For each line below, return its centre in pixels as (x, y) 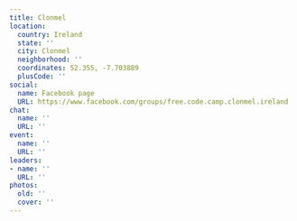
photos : (24, 186)
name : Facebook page (56, 93)
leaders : (26, 160)
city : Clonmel (44, 51)
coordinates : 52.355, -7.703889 (79, 69)
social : (24, 85)
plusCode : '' (42, 77)
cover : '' (36, 203)
